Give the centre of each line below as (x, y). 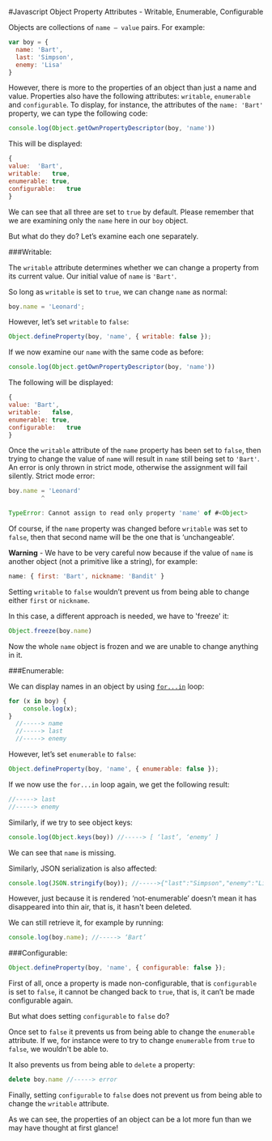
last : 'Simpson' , (45, 57)
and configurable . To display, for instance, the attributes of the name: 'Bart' (136, 105)
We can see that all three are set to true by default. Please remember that (131, 212)
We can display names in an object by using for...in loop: (106, 686)
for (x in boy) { (38, 701)
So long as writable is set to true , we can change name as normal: (118, 291)
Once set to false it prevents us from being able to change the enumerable (132, 1032)
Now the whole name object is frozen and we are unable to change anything (134, 646)
